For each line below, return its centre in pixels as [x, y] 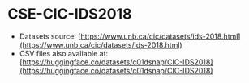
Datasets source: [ [50, 36]
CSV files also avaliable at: [64, 53]
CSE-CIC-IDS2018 [70, 14]
